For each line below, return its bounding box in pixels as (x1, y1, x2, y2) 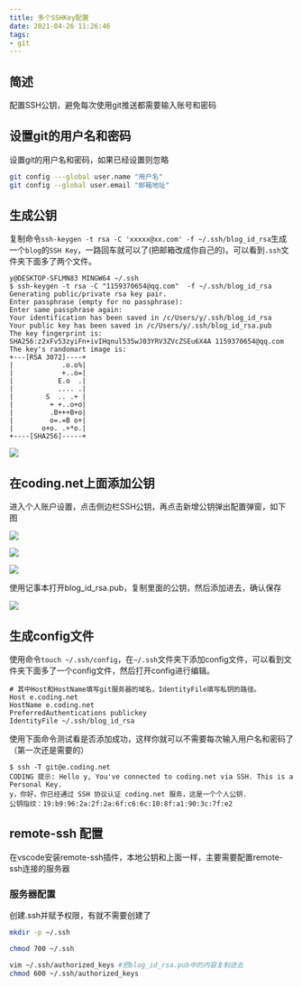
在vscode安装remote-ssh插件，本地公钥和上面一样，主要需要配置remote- (9, 852, 284, 862)
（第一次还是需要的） (9, 745, 88, 756)
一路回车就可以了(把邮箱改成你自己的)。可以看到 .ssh (85, 244, 281, 255)
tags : (9, 30, 30, 39)
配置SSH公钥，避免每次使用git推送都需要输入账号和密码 (9, 100, 216, 111)
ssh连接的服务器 (9, 862, 70, 873)
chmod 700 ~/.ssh (9, 945, 75, 954)
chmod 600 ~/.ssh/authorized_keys (9, 969, 140, 978)
